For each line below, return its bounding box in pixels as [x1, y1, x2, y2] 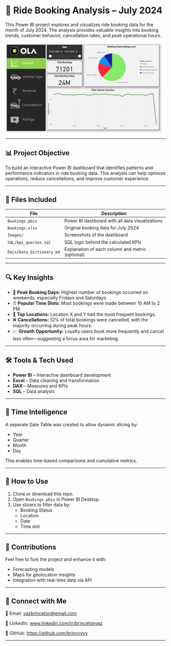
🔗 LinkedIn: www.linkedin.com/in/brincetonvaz [5, 620, 103, 627]
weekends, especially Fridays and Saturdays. [12, 295, 108, 301]
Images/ [7, 233, 24, 238]
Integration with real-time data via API [12, 577, 93, 583]
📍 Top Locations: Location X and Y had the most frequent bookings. [12, 311, 156, 317]
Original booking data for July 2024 [64, 225, 139, 231]
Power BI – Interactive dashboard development [12, 372, 111, 378]
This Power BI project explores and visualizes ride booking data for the [5, 21, 154, 28]
